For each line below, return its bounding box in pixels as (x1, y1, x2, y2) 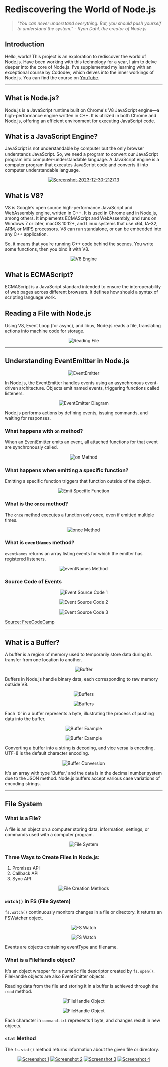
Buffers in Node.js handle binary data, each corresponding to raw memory (5, 676, 158, 682)
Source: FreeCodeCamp (5, 619, 55, 625)
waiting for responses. (5, 415, 51, 421)
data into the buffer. (5, 716, 46, 722)
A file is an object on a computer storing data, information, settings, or (5, 826, 149, 832)
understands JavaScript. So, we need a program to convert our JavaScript (5, 151, 158, 157)
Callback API (12, 870, 39, 876)
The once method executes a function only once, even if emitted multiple (5, 512, 154, 518)
